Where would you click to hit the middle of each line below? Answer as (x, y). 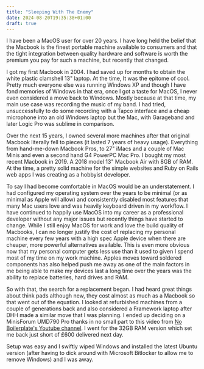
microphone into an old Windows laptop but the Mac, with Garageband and (100, 117)
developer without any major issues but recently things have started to (95, 219)
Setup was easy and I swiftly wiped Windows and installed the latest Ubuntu (102, 346)
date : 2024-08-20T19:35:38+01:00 (49, 18)
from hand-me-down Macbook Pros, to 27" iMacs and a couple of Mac (95, 149)
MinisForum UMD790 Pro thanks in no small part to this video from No (94, 322)
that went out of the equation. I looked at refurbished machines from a (94, 302)
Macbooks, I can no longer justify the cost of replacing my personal (91, 232)
